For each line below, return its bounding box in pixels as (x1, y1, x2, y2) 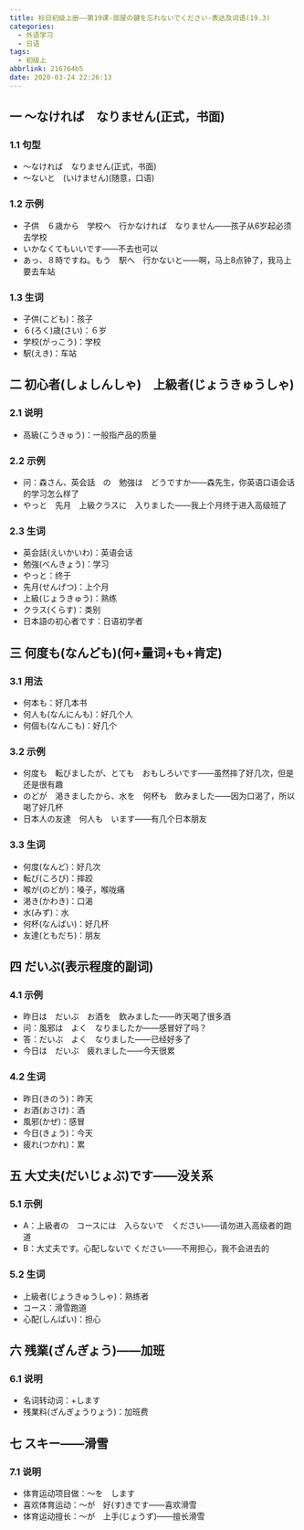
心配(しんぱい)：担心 (22, 1313, 102, 1324)
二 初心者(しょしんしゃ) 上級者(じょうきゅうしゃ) (9, 377, 295, 393)
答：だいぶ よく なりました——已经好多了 (22, 1034, 192, 1045)
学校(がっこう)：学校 (22, 336, 102, 347)
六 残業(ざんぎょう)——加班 (9, 1343, 165, 1358)
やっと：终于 (22, 570, 71, 581)
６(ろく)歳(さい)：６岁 (22, 325, 108, 336)
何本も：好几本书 (22, 697, 88, 708)
